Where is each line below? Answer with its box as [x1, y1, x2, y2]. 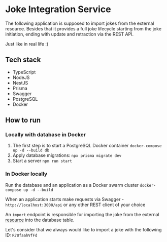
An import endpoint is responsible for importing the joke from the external [5, 211, 159, 217]
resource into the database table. [5, 217, 75, 223]
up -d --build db [12, 148, 50, 153]
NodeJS [12, 74, 30, 80]
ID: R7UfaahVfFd [5, 232, 38, 238]
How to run [5, 116, 41, 125]
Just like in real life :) [5, 41, 49, 47]
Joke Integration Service [5, 4, 111, 15]
